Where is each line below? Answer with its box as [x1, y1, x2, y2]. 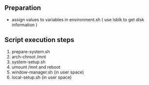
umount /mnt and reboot [11, 64, 61, 70]
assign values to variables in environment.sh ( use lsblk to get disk [11, 16, 144, 22]
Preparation [4, 4, 41, 12]
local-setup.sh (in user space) [11, 74, 72, 80]
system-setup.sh [11, 59, 46, 65]
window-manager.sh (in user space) [11, 69, 84, 75]
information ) [11, 22, 37, 28]
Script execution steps [4, 36, 75, 44]
